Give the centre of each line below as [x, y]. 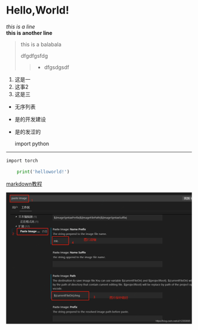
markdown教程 [24, 184]
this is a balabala [41, 44]
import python [32, 143]
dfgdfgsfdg [34, 55]
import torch [22, 161]
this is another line [29, 32]
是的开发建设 [30, 119]
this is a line [21, 27]
